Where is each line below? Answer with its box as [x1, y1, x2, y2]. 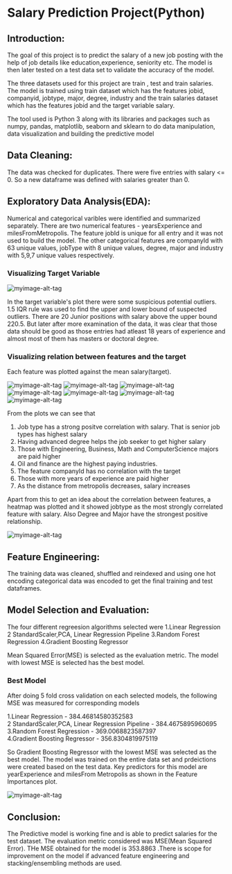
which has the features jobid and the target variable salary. [7, 101, 175, 109]
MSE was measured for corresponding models [7, 699, 140, 707]
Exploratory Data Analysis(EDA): [7, 196, 151, 208]
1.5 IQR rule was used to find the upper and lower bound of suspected [7, 304, 207, 313]
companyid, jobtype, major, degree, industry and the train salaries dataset [7, 94, 218, 102]
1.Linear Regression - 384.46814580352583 [7, 712, 134, 720]
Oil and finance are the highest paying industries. [17, 460, 158, 468]
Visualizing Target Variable [7, 268, 100, 278]
